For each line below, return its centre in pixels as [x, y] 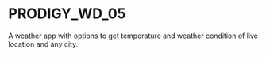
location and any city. [43, 44]
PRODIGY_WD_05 [67, 14]
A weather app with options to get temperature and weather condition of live [133, 36]
